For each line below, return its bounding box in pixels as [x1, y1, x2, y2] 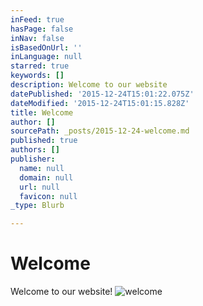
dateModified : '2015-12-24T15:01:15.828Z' [10, 98, 190, 108]
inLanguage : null [10, 52, 83, 62]
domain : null [19, 172, 74, 183]
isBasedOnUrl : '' [10, 42, 83, 53]
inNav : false [10, 33, 65, 43]
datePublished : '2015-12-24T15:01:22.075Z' [10, 89, 195, 99]
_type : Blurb [10, 201, 65, 211]
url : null [19, 182, 60, 192]
